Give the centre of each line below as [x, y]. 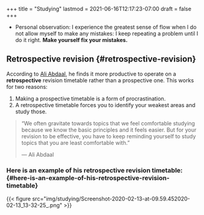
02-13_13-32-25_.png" [35, 205]
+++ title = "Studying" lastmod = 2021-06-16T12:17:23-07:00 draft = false [99, 9]
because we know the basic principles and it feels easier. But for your [109, 130]
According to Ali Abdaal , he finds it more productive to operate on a [91, 74]
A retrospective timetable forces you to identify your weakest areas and [105, 105]
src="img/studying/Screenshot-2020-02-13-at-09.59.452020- [111, 199]
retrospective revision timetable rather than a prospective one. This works [100, 80]
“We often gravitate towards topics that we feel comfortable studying [108, 123]
